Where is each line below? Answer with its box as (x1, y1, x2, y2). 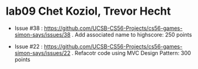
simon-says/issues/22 (14, 49, 71, 56)
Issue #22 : (14, 43, 43, 50)
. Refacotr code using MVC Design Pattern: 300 (71, 49, 191, 56)
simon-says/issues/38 (14, 31, 71, 38)
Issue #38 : (14, 24, 43, 32)
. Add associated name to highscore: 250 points (71, 31, 193, 38)
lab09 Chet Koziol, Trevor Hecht (5, 4, 171, 18)
